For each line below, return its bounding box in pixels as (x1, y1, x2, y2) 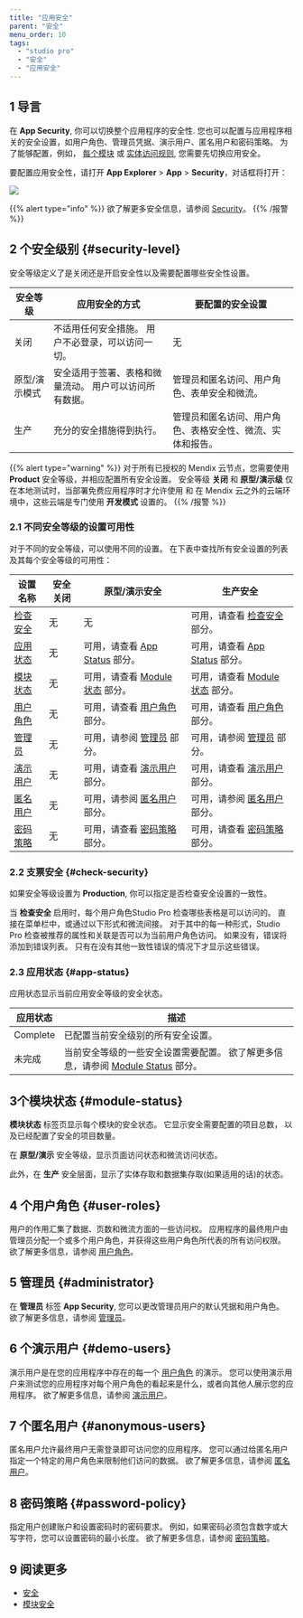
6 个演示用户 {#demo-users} (9, 1341, 172, 1357)
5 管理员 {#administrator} (9, 1275, 155, 1291)
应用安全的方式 (76, 297, 141, 310)
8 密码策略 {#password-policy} (9, 1495, 187, 1510)
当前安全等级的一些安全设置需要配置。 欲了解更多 (63, 1046, 275, 1058)
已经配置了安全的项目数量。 (16, 1131, 120, 1142)
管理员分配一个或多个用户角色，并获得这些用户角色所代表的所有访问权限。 (9, 1235, 286, 1246)
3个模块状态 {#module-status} (9, 1093, 183, 1108)
